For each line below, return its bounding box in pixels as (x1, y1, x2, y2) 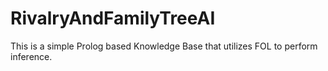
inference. (10, 50, 53, 62)
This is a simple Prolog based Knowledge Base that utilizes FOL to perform (10, 40, 318, 52)
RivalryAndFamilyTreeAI (10, 7, 216, 30)
